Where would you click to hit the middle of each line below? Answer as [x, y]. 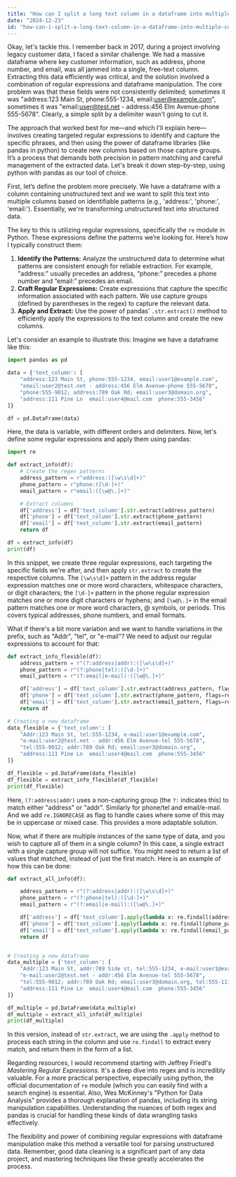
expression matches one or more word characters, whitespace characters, [115, 585]
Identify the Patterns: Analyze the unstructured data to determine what [121, 259]
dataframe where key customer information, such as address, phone [106, 62]
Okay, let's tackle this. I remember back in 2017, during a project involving [114, 47]
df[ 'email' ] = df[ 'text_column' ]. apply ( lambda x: [94, 930]
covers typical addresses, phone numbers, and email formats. [97, 615]
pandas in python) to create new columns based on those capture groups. [114, 150]
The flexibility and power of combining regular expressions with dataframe [115, 1136]
